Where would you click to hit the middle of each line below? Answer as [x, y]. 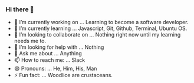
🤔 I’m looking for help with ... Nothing [59, 47]
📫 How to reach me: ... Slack [50, 60]
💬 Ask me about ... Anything [48, 54]
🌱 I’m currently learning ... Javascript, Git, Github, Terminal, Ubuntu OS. [101, 28]
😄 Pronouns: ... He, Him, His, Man [55, 69]
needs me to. [30, 41]
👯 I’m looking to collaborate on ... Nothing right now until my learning [97, 35]
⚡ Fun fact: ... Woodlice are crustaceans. [63, 75]
